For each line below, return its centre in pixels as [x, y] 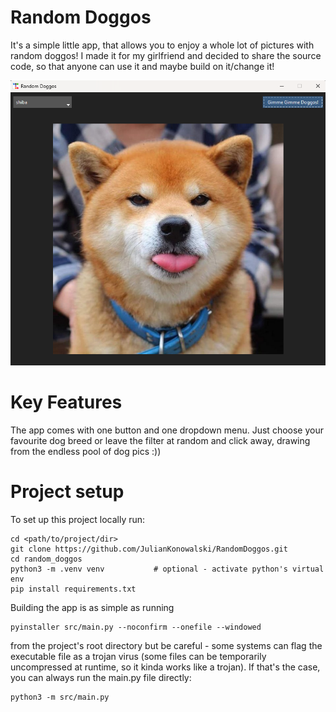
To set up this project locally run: [78, 519]
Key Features [66, 402]
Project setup [67, 491]
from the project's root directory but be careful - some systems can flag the [166, 645]
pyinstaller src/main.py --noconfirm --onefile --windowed [136, 627]
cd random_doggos [46, 559]
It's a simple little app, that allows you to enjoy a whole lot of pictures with [162, 45]
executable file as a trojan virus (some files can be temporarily [138, 656]
